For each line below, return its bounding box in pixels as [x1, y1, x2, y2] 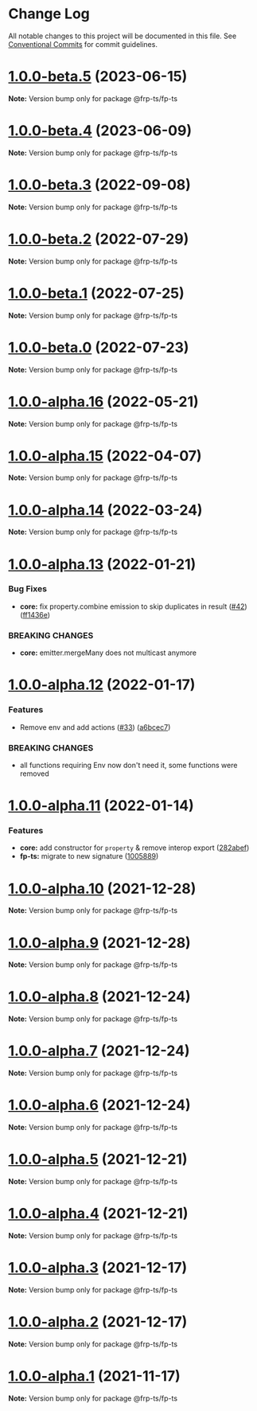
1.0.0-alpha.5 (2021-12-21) [8, 1151, 188, 1168]
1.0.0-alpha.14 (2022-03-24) [8, 501, 203, 519]
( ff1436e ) [19, 610, 50, 619]
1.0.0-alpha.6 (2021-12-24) [8, 1096, 191, 1114]
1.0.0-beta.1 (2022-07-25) [8, 284, 185, 302]
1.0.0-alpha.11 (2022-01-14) [8, 797, 195, 815]
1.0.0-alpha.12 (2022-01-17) [8, 676, 196, 694]
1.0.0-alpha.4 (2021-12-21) [8, 1205, 189, 1222]
